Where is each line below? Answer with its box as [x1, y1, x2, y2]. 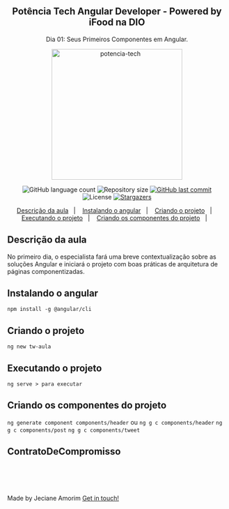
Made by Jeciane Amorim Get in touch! [7, 494, 120, 502]
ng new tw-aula [7, 343, 52, 351]
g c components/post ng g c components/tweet [7, 427, 141, 434]
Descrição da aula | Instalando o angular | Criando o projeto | [16, 206, 212, 215]
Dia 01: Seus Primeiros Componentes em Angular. [45, 35, 189, 43]
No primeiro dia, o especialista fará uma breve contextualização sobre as [7, 252, 217, 261]
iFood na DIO [88, 17, 145, 29]
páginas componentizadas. [7, 267, 85, 275]
